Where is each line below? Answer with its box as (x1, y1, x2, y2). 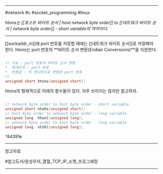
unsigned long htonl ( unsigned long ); (5, 116, 83, 121)
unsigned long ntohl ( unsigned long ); (5, 124, 83, 129)
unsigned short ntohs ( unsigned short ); (5, 106, 86, 112)
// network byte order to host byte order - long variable (5, 120, 127, 125)
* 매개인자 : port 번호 (5, 65, 49, 70)
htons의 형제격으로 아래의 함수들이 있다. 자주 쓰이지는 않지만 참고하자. (5, 88, 138, 94)
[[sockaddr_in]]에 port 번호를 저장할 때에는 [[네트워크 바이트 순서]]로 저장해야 (5, 41, 154, 46)
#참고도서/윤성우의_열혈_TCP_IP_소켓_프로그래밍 (5, 158, 98, 164)
